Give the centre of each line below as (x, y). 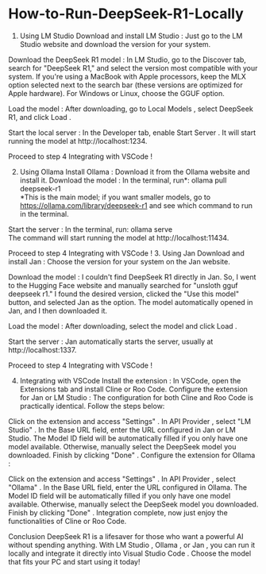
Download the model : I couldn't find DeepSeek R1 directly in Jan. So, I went (132, 277)
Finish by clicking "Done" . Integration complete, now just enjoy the (118, 512)
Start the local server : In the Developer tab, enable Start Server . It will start (132, 133)
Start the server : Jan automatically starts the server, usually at (111, 341)
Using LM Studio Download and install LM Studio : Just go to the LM (131, 36)
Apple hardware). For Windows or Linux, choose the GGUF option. (116, 93)
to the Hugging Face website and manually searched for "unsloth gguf (123, 285)
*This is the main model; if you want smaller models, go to (115, 197)
